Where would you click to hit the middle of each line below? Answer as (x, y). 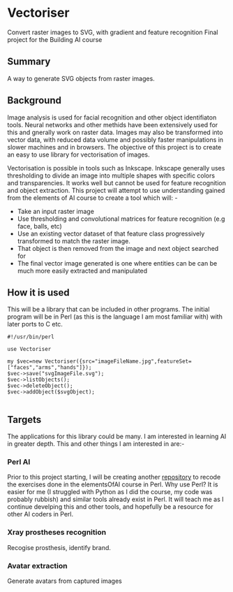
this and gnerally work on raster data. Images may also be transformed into (115, 132)
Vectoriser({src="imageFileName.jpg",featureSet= (118, 361)
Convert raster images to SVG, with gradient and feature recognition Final (113, 32)
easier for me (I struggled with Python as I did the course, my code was (110, 492)
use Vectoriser (29, 349)
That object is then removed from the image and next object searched (118, 248)
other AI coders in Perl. (40, 514)
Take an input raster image (55, 211)
